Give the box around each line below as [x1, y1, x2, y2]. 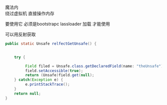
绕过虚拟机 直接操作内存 [5, 10, 55, 16]
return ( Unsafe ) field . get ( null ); [25, 73, 94, 78]
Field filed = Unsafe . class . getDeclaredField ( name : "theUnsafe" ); [25, 64, 166, 69]
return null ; [14, 91, 41, 96]
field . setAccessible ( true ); [25, 68, 83, 73]
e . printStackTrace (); [25, 82, 70, 87]
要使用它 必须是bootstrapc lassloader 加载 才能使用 [5, 21, 110, 27]
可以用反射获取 [5, 32, 36, 37]
